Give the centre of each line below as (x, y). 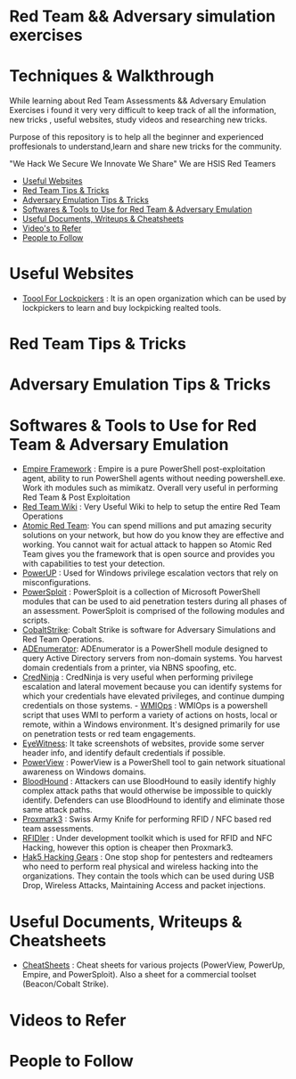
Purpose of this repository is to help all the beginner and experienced (137, 137)
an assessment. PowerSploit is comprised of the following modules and (153, 611)
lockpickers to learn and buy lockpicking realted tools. (121, 308)
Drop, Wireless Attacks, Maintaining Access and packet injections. (144, 886)
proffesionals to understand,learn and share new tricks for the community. (146, 147)
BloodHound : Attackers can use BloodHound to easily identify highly (149, 781)
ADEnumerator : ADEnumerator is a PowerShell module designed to (145, 649)
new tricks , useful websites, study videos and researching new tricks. (138, 120)
